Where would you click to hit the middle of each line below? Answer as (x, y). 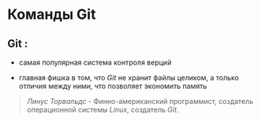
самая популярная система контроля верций (95, 62)
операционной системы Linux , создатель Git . (103, 109)
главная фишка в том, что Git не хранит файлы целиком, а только (129, 78)
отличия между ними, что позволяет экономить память (113, 86)
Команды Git (52, 15)
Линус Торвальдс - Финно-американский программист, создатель (140, 101)
